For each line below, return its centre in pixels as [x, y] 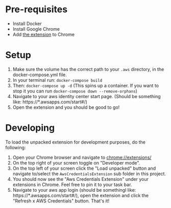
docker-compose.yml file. [40, 75]
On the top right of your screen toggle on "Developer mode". [76, 163]
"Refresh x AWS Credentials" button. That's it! [61, 201]
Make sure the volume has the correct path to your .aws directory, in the [88, 69]
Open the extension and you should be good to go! [66, 107]
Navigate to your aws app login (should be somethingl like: [74, 190]
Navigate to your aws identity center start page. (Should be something [87, 96]
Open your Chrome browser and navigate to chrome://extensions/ [82, 157]
